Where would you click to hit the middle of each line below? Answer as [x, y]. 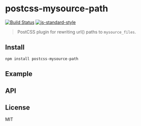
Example [19, 74]
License [18, 107]
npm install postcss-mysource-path [42, 59]
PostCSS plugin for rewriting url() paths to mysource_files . [77, 32]
